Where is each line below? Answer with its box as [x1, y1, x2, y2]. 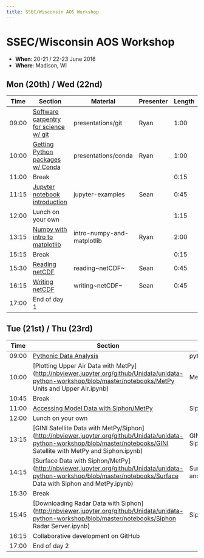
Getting [32, 140, 54, 149]
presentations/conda [73, 151, 133, 160]
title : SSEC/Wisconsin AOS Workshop [6, 9, 99, 15]
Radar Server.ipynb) [32, 522, 90, 531]
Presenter [138, 97, 168, 106]
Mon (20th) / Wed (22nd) [6, 79, 103, 89]
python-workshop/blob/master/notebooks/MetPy [32, 377, 175, 385]
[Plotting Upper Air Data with [32, 362, 115, 370]
